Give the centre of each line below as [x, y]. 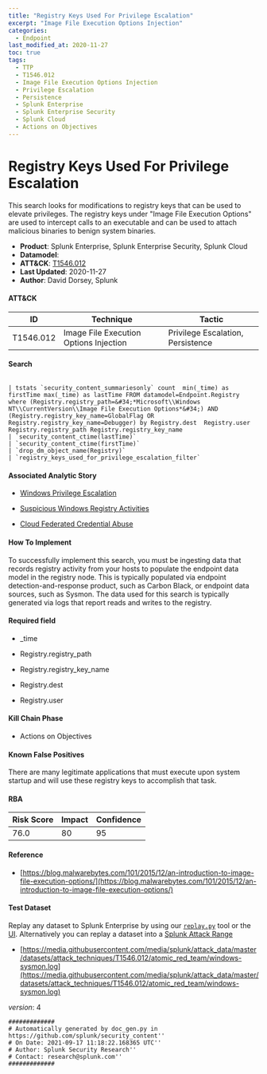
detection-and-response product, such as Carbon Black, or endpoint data [129, 585]
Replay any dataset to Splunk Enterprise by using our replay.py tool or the [130, 925]
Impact [75, 820]
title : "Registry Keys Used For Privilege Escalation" [101, 16]
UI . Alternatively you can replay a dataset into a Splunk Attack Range [120, 934]
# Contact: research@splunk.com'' [66, 1056]
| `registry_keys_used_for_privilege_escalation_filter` [104, 458]
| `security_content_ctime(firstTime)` [74, 444]
